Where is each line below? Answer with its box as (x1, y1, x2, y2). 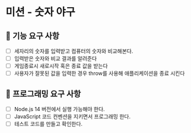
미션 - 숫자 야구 (5, 5, 75, 19)
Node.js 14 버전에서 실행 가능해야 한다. (14, 106, 105, 113)
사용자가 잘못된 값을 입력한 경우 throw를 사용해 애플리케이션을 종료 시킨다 (14, 70, 185, 77)
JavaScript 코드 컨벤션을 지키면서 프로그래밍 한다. (14, 113, 131, 120)
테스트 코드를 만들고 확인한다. (14, 121, 83, 128)
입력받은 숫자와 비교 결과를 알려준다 (14, 55, 97, 62)
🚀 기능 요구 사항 (5, 31, 60, 41)
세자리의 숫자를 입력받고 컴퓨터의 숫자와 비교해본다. (14, 48, 133, 54)
